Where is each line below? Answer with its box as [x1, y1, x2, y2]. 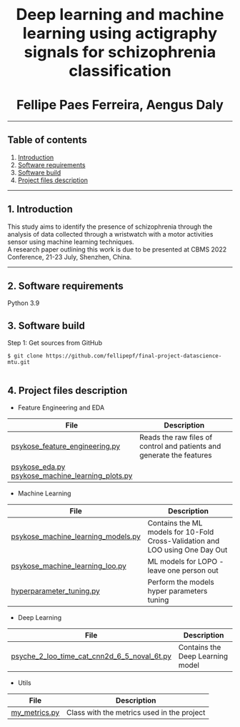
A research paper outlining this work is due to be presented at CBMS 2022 [7, 244, 227, 254]
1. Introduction [7, 203, 73, 215]
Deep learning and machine [16, 4, 224, 24]
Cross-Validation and [147, 536, 220, 545]
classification [69, 61, 171, 80]
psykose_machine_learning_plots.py [11, 471, 133, 480]
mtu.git [7, 359, 31, 366]
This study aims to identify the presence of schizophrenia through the [7, 222, 213, 231]
